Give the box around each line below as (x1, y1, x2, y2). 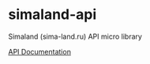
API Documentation (8, 47, 71, 56)
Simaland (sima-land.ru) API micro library (8, 32, 142, 41)
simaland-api (8, 6, 97, 24)
